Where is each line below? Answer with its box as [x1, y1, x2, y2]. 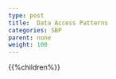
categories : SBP [8, 26, 62, 34]
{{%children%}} [8, 62, 61, 72]
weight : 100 [8, 41, 48, 49]
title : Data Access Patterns [8, 19, 109, 27]
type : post [8, 11, 44, 20]
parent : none [8, 33, 52, 42]
